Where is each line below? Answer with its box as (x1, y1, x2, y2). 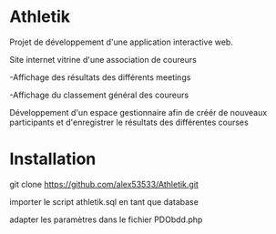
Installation (9, 148, 97, 169)
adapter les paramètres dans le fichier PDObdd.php (9, 214, 203, 225)
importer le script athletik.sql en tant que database (9, 196, 199, 207)
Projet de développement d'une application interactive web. (9, 36, 234, 47)
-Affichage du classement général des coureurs (9, 89, 189, 100)
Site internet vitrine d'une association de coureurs (9, 54, 198, 65)
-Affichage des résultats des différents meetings (9, 71, 191, 83)
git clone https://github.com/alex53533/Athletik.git (9, 178, 199, 189)
